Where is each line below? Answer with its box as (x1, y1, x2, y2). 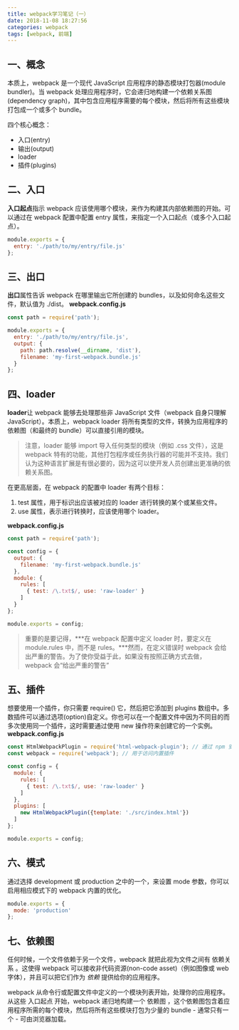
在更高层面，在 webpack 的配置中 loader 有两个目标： (7, 483, 166, 492)
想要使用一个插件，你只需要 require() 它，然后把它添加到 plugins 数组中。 (7, 704, 223, 713)
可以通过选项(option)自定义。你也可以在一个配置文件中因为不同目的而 (26, 713, 230, 721)
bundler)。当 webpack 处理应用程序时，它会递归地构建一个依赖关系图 (7, 88, 212, 96)
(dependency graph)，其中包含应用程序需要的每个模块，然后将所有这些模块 (7, 97, 230, 105)
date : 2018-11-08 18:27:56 (7, 17, 87, 24)
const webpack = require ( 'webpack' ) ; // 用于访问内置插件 (7, 750, 174, 757)
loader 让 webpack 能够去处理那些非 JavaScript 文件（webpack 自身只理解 (7, 409, 226, 417)
